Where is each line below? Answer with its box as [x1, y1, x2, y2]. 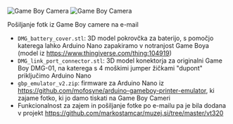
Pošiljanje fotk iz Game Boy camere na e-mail [7, 20, 139, 28]
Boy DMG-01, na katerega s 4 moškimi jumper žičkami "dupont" [17, 64, 203, 72]
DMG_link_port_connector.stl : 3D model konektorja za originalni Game [17, 56, 223, 65]
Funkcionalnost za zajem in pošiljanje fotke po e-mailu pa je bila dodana [17, 101, 227, 109]
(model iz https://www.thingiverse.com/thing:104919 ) [17, 49, 172, 57]
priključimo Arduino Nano [17, 71, 92, 80]
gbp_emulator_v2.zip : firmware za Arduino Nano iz [17, 79, 164, 87]
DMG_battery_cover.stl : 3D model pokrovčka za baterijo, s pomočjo [17, 34, 214, 42]
